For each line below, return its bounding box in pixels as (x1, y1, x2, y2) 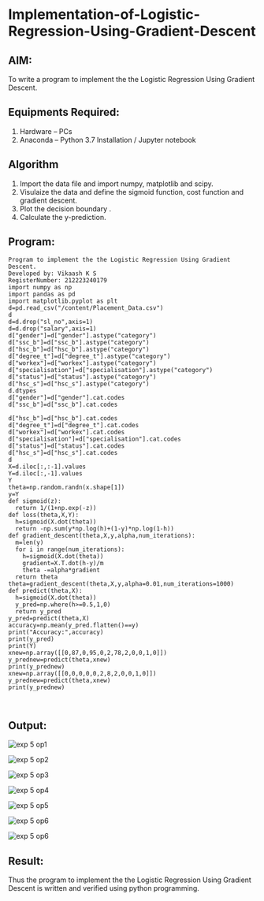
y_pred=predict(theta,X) (8, 615, 90, 623)
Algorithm (8, 158, 59, 171)
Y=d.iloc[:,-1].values (8, 470, 83, 478)
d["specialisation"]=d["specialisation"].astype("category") (8, 367, 214, 374)
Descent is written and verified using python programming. (8, 884, 199, 893)
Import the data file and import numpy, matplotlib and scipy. (19, 179, 214, 188)
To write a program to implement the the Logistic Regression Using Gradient (8, 75, 255, 84)
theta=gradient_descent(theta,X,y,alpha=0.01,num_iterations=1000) (8, 580, 235, 588)
